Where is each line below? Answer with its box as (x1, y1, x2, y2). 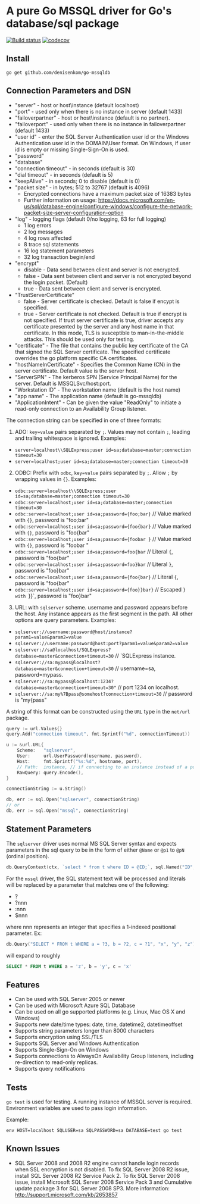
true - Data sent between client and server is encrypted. (23, 284, 162, 292)
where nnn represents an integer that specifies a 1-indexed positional (6, 923, 176, 930)
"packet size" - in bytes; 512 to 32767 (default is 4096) (14, 183, 150, 191)
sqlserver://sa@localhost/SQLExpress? (14, 647, 111, 653)
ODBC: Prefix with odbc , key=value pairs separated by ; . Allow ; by (14, 469, 178, 476)
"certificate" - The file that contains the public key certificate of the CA (14, 342, 189, 349)
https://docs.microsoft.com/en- (98, 196, 176, 204)
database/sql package (6, 17, 120, 30)
